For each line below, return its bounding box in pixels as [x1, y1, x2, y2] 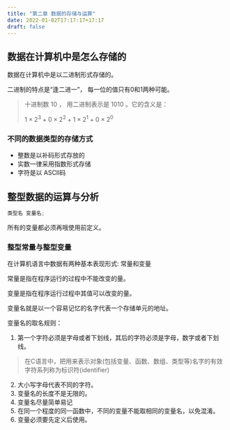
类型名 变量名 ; [7, 210, 45, 217]
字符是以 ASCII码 [17, 169, 66, 177]
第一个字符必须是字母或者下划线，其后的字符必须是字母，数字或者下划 [17, 334, 220, 342]
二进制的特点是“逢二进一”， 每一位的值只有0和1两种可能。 [7, 85, 174, 94]
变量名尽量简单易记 [17, 398, 73, 406]
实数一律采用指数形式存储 [17, 160, 91, 168]
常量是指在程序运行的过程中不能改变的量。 [7, 275, 130, 283]
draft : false [7, 23, 45, 30]
